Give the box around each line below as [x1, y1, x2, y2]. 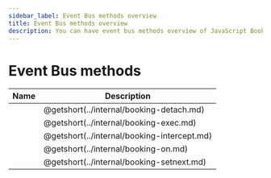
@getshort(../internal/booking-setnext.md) [43, 156, 207, 168]
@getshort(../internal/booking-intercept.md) [43, 130, 212, 142]
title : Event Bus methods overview [8, 19, 128, 27]
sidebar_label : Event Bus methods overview [8, 11, 157, 20]
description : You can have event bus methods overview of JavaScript [8, 27, 248, 35]
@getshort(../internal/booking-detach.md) [43, 104, 205, 115]
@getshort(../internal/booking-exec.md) [43, 118, 197, 129]
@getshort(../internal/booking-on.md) [43, 143, 188, 155]
